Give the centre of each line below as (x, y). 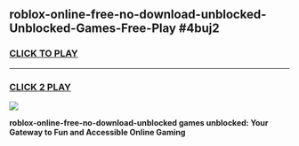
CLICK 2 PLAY (40, 87)
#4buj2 (199, 29)
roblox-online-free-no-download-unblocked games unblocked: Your (139, 122)
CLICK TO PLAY (44, 54)
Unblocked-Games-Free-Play (93, 29)
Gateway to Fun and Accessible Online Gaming (97, 132)
